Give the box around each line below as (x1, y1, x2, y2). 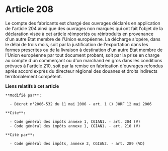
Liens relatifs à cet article (5, 83, 59, 89)
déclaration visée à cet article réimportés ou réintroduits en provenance (5, 31, 154, 37)
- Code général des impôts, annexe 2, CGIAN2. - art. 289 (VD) (10, 141, 145, 146)
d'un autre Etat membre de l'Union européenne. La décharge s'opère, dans (5, 36, 161, 42)
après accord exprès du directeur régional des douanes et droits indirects (5, 68, 157, 74)
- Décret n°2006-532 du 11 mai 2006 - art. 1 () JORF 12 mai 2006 (10, 101, 152, 106)
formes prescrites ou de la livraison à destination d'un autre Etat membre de (5, 47, 163, 53)
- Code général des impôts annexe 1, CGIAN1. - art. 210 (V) (10, 123, 141, 128)
